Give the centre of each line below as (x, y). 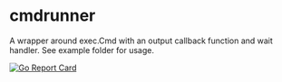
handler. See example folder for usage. (82, 50)
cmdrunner (53, 16)
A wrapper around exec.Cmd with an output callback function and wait (141, 41)
